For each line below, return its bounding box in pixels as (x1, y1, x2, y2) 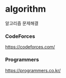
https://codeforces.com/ (5, 44, 56, 50)
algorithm (5, 3, 46, 15)
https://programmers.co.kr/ (5, 67, 61, 73)
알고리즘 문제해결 (5, 20, 39, 26)
